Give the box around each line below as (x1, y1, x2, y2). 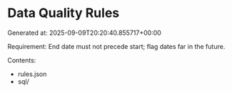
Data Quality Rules (7, 5, 120, 21)
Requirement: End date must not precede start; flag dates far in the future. (7, 42, 226, 50)
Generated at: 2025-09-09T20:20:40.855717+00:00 (7, 28, 162, 37)
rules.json (17, 70, 47, 78)
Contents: (7, 55, 36, 65)
